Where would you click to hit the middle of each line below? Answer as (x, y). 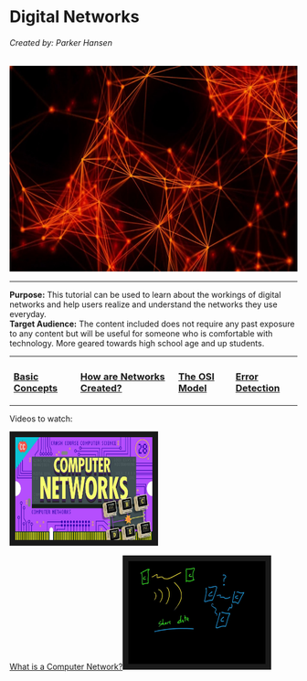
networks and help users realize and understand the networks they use (143, 304)
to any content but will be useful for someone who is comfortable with (141, 334)
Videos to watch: (41, 419)
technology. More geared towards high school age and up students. (137, 344)
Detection (258, 388)
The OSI (196, 377)
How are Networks (123, 377)
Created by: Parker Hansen (61, 42)
